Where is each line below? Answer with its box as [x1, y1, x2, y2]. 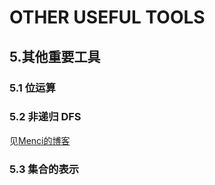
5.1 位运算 [9, 81, 56, 95]
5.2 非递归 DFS [9, 110, 82, 124]
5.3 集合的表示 [9, 162, 80, 176]
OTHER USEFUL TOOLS [9, 6, 206, 29]
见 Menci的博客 [9, 134, 71, 146]
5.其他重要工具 [9, 48, 101, 65]
